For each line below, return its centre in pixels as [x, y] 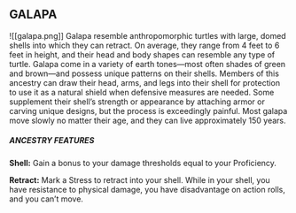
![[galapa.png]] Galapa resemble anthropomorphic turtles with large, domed [148, 35]
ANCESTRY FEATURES [52, 141]
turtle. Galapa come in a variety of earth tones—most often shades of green [148, 64]
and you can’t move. [47, 199]
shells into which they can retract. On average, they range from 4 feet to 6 [144, 45]
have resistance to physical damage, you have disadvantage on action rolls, [148, 189]
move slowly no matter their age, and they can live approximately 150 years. [148, 120]
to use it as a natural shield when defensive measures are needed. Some [142, 92]
